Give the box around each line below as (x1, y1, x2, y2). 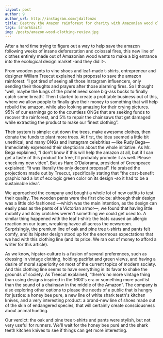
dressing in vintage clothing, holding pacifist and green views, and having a (5, 256, 156, 262)
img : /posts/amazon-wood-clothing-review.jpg (5, 30, 98, 34)
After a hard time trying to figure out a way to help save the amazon (5, 43, 140, 49)
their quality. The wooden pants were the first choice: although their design (5, 195, 156, 201)
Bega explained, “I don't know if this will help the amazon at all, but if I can (5, 150, 154, 155)
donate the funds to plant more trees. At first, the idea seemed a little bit (5, 134, 149, 140)
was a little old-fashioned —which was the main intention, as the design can (5, 200, 157, 206)
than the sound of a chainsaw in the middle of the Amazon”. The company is (5, 282, 158, 287)
